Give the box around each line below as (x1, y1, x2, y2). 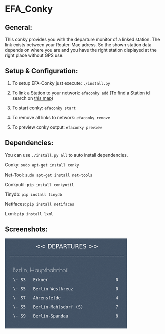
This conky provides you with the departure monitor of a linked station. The (5, 36, 160, 42)
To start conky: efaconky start (12, 105, 76, 111)
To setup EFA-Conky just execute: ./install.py (12, 80, 111, 86)
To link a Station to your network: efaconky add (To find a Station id (12, 90, 150, 96)
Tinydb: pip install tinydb (5, 191, 62, 197)
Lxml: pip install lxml (5, 210, 53, 216)
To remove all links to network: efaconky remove (12, 114, 111, 120)
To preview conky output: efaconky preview (12, 124, 102, 130)
